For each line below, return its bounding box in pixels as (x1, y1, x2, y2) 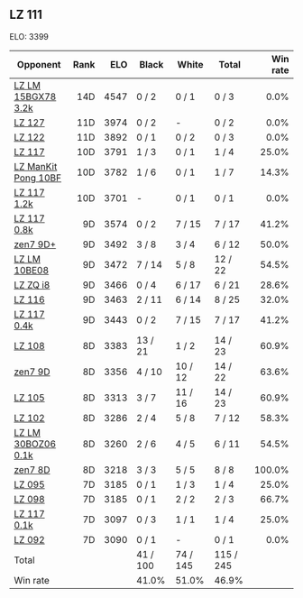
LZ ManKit (14, 160, 58, 172)
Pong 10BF (14, 171, 61, 184)
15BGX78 (14, 90, 57, 103)
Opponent (16, 58, 61, 70)
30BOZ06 (14, 437, 57, 450)
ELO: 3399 (9, 31, 50, 41)
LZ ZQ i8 (14, 279, 50, 291)
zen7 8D (14, 464, 50, 476)
